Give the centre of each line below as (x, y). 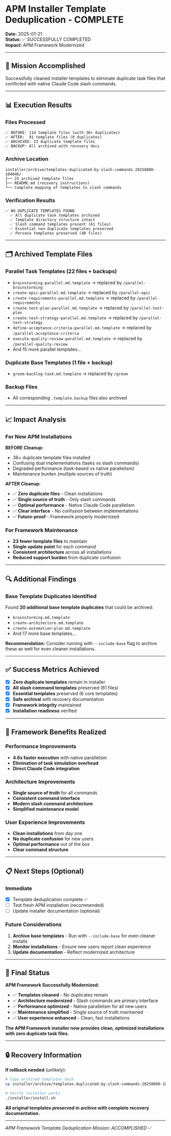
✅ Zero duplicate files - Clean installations (58, 494)
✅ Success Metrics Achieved (52, 670)
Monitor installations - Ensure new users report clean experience (82, 946)
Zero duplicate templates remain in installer (59, 682)
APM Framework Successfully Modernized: (52, 985)
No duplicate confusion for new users (53, 839)
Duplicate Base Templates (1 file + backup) (59, 362)
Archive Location (27, 159)
